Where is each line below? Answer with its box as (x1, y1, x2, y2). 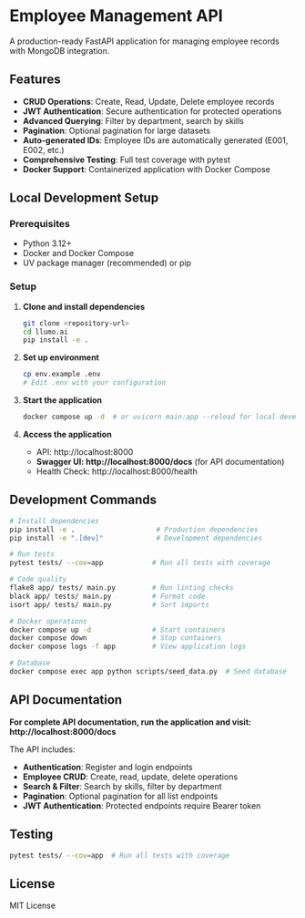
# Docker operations (9, 616, 88, 625)
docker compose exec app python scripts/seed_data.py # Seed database (9, 667, 287, 676)
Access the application (22, 428, 112, 439)
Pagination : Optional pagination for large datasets (22, 125, 211, 136)
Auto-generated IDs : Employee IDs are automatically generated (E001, (22, 134, 289, 146)
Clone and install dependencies (22, 301, 146, 312)
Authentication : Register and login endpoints (22, 761, 193, 772)
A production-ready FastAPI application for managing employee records (9, 36, 280, 46)
